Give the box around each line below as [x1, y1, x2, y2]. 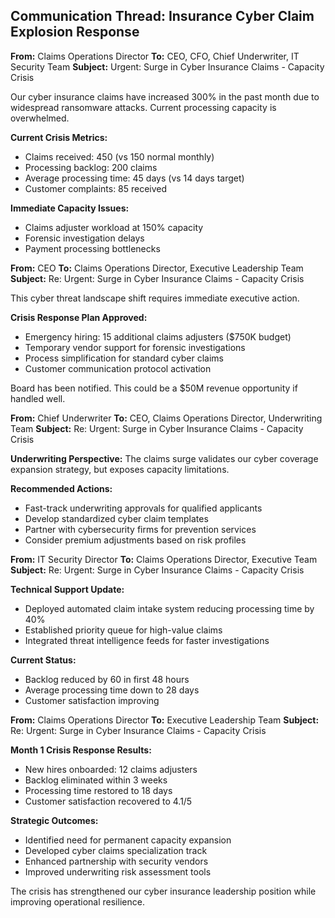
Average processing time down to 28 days [24, 684, 200, 696]
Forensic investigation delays [24, 232, 145, 244]
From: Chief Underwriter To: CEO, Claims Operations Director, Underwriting [10, 412, 323, 424]
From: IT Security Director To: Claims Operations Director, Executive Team [10, 553, 318, 565]
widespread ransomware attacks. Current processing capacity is [10, 101, 277, 113]
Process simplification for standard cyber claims [24, 352, 225, 364]
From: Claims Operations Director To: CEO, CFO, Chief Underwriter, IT [10, 50, 300, 62]
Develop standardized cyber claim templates [24, 512, 209, 524]
